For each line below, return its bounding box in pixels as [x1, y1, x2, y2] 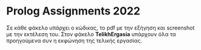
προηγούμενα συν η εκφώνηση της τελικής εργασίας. [6, 37, 143, 44]
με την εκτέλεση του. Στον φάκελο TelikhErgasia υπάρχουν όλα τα [6, 30, 176, 37]
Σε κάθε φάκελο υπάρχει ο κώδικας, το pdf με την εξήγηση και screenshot [6, 24, 195, 31]
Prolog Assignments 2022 [6, 4, 140, 18]
